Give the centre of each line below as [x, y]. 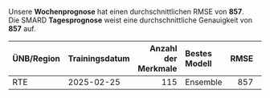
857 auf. [22, 29]
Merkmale [157, 69]
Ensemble [203, 82]
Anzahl [164, 49]
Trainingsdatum [99, 58]
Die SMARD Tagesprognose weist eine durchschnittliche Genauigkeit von [131, 20]
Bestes [198, 53]
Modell [198, 63]
